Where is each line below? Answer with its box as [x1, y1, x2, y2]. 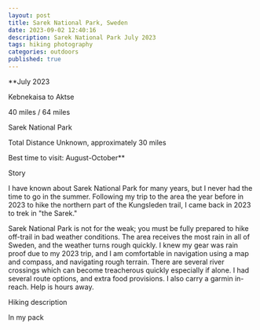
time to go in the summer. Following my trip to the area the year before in [8, 192, 244, 201]
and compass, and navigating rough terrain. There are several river [8, 257, 225, 266]
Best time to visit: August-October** [8, 152, 126, 162]
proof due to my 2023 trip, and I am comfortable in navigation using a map [8, 248, 249, 258]
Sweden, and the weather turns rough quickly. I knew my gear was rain [8, 240, 238, 250]
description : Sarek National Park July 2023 [8, 33, 156, 42]
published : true [8, 56, 61, 64]
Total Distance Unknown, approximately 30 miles [8, 137, 167, 147]
